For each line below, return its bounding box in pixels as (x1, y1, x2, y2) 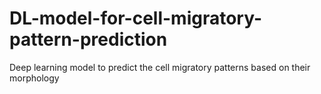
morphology (9, 72, 60, 84)
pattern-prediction (9, 28, 168, 51)
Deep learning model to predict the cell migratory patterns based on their (9, 61, 311, 73)
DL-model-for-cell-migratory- (9, 7, 263, 30)
